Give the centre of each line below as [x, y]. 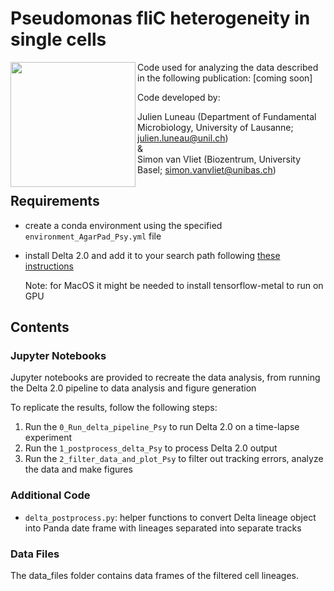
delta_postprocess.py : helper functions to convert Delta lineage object [170, 517]
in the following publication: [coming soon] [225, 78]
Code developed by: [179, 97]
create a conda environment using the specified [123, 225]
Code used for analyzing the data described [228, 67]
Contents [40, 327]
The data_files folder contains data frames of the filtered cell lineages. [155, 576]
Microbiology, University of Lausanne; [215, 127]
